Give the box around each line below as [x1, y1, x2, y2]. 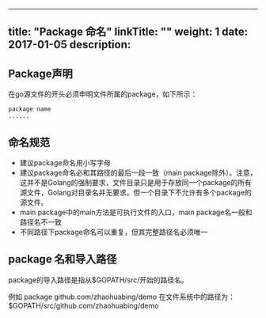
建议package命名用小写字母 [19, 158, 111, 168]
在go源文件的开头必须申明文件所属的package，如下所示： [8, 89, 198, 99]
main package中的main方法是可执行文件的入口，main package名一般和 [19, 207, 253, 218]
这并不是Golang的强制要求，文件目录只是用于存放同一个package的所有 [19, 178, 252, 187]
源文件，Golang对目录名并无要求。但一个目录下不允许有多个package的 [19, 187, 252, 198]
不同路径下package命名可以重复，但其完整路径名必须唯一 [19, 227, 208, 237]
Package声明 [8, 66, 74, 80]
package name [8, 105, 51, 113]
